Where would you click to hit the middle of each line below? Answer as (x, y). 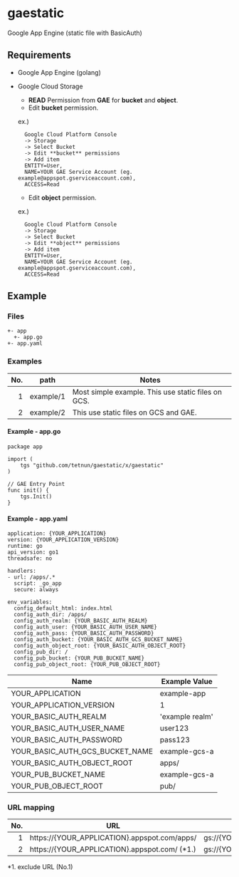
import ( (20, 459)
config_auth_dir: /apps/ (51, 615)
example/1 (48, 396)
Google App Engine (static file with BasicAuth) (75, 33)
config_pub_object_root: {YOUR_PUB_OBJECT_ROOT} (87, 665)
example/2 (48, 412)
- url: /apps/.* (31, 577)
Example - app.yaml (38, 519)
